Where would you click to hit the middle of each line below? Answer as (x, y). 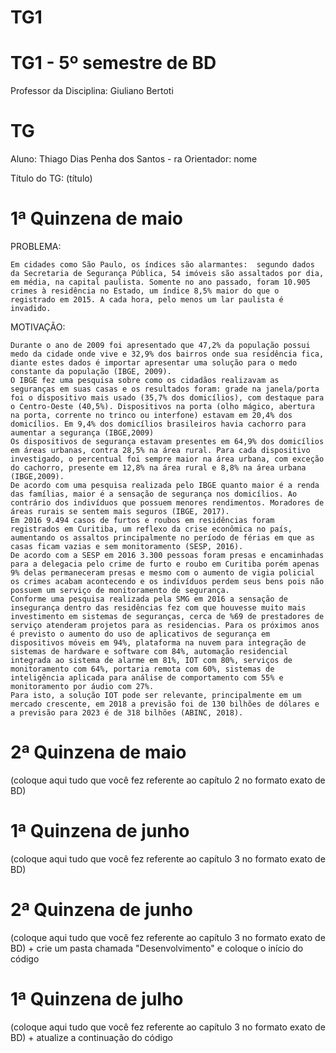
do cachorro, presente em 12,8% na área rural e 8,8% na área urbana (158, 468)
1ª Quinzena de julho (97, 999)
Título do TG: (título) (51, 178)
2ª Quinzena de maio (98, 752)
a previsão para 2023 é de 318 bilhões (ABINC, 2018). (127, 713)
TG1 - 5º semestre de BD (113, 63)
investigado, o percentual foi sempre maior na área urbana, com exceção (167, 459)
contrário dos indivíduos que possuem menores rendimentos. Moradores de (167, 503)
